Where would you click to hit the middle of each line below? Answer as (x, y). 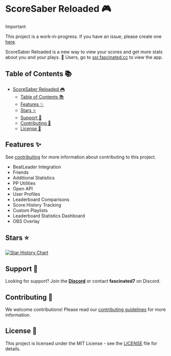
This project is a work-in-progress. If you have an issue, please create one (83, 36)
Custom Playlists (30, 210)
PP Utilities (24, 183)
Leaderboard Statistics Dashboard (49, 216)
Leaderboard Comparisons (41, 199)
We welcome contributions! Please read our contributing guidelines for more (86, 309)
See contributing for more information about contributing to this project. (81, 157)
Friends (21, 172)
